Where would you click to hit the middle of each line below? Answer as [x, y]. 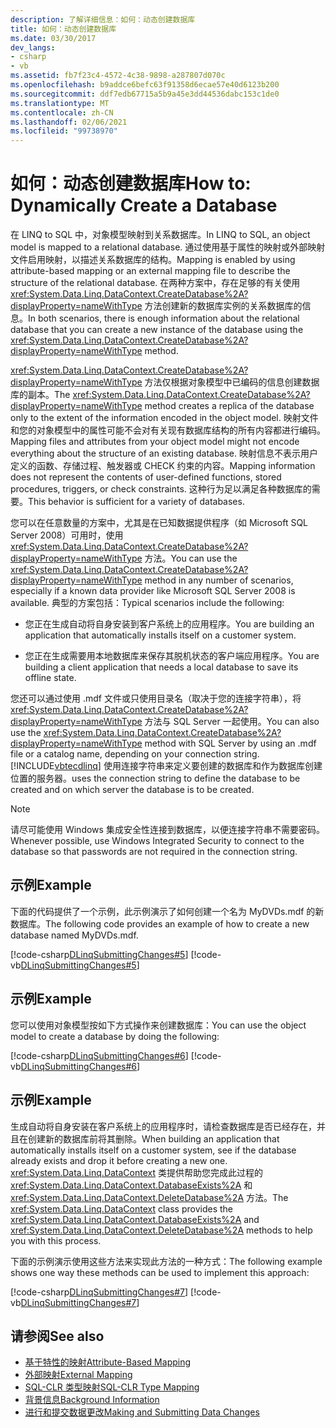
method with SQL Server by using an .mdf [230, 743]
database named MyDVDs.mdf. [74, 935]
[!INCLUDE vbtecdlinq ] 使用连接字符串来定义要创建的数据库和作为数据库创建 [166, 766]
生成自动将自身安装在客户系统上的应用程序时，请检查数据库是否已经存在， [163, 1126]
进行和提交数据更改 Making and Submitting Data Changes [142, 1412]
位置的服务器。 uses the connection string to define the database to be [155, 778]
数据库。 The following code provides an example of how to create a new [160, 923]
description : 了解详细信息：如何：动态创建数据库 [103, 19]
